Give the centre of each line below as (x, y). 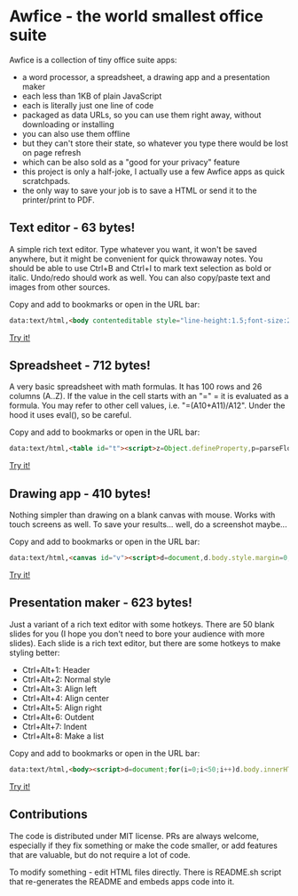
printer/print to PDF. (58, 200)
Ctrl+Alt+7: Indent (54, 726)
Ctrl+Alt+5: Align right (62, 708)
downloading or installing (68, 124)
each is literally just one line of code (88, 105)
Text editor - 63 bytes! (72, 228)
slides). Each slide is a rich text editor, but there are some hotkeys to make (145, 643)
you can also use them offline (76, 133)
